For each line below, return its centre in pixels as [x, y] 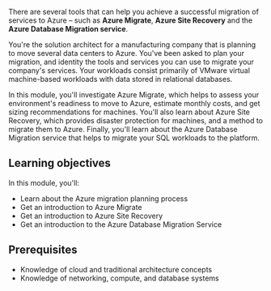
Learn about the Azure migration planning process [104, 199]
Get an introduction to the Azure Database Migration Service [121, 224]
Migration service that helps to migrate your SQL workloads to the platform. [134, 138]
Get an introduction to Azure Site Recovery [91, 216]
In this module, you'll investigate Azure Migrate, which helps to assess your [134, 95]
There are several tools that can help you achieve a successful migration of [133, 12]
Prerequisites [43, 250]
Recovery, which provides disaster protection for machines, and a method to [135, 120]
